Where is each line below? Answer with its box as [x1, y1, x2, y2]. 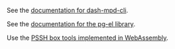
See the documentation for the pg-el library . [6, 20, 136, 28]
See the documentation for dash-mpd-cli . [6, 6, 129, 14]
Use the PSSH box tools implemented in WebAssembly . [6, 33, 169, 42]
